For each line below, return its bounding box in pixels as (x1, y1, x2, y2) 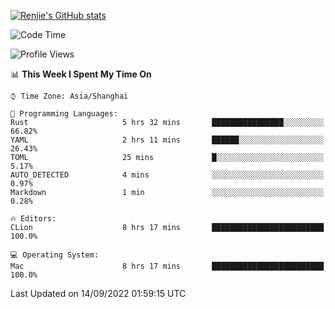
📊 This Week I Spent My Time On (10, 68, 152, 80)
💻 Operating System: (10, 250, 100, 260)
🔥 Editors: (10, 214, 57, 224)
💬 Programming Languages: (10, 109, 118, 119)
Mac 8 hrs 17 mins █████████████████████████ (10, 261, 325, 271)
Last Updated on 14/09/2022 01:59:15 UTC (10, 288, 187, 299)
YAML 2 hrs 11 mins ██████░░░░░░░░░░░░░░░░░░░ (10, 135, 325, 145)
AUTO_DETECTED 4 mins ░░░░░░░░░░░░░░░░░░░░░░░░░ (10, 170, 325, 180)
